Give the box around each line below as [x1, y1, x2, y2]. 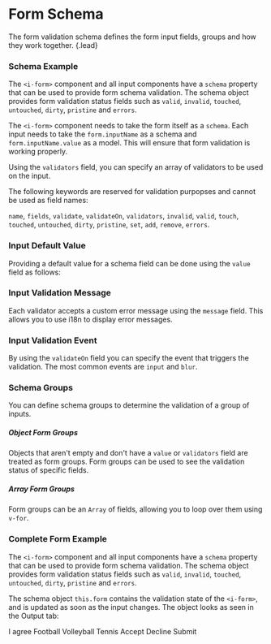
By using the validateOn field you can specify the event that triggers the [8, 353, 249, 363]
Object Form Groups [8, 428, 79, 438]
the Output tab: [8, 611, 59, 620]
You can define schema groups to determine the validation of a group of [8, 400, 250, 410]
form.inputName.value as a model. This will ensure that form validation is [8, 138, 251, 148]
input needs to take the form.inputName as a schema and [8, 129, 197, 139]
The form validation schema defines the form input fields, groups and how [8, 32, 257, 41]
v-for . [8, 513, 29, 523]
